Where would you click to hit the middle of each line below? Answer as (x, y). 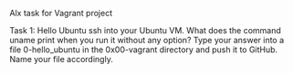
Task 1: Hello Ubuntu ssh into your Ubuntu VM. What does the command (145, 30)
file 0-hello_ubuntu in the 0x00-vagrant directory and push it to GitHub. (144, 50)
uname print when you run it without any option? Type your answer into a (147, 40)
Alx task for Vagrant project (61, 13)
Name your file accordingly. (62, 59)
